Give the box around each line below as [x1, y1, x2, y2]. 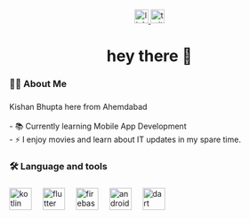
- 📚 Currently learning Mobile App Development [9, 121, 187, 131]
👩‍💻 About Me [9, 78, 67, 90]
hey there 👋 [106, 46, 193, 66]
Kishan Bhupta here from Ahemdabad [9, 101, 148, 112]
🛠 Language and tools [9, 160, 109, 172]
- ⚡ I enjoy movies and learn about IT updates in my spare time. [9, 134, 242, 145]
